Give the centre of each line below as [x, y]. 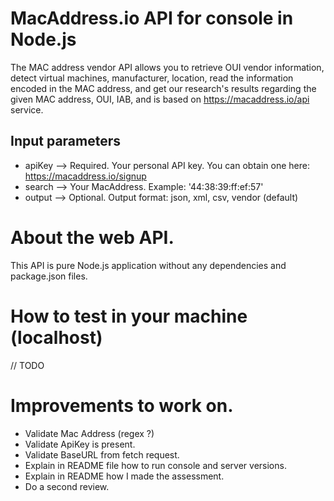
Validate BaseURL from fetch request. [102, 454]
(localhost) [56, 337]
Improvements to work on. [122, 405]
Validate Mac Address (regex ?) [89, 433]
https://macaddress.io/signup [85, 176]
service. [27, 109]
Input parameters [66, 141]
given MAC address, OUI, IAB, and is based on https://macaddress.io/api [160, 99]
